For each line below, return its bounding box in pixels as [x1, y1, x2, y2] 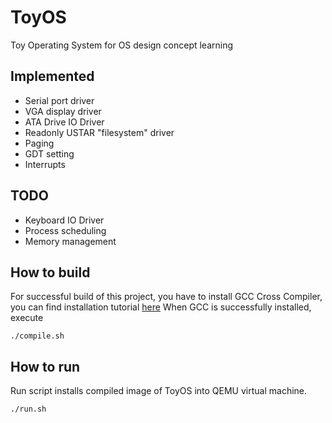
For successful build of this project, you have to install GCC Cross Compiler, [10, 291, 323, 303]
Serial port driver [24, 94, 95, 106]
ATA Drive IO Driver [24, 116, 105, 128]
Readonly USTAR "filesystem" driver [24, 126, 175, 138]
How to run [10, 358, 81, 375]
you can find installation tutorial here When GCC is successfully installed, [10, 301, 312, 313]
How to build [10, 264, 91, 281]
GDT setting [24, 147, 75, 160]
